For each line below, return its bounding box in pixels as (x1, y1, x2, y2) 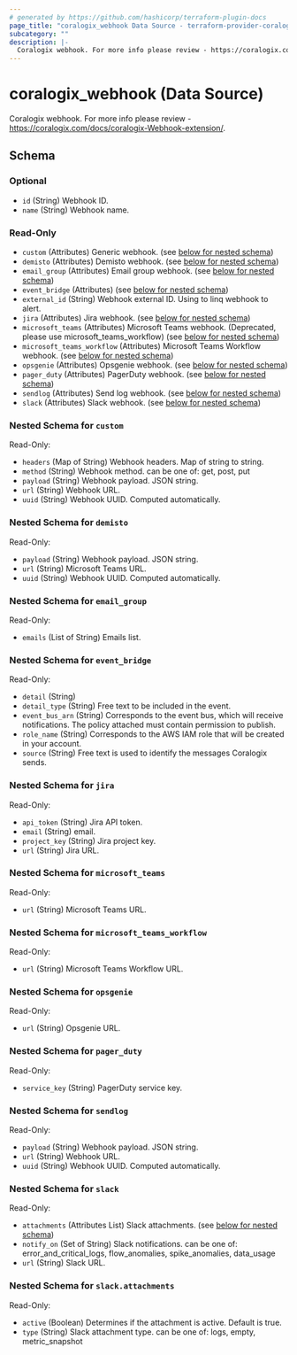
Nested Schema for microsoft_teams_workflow (9, 926, 208, 939)
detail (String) (21, 692, 77, 702)
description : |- (9, 37, 69, 47)
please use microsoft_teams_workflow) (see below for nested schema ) (21, 331, 280, 342)
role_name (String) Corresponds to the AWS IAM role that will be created (21, 729, 285, 739)
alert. (21, 303, 42, 314)
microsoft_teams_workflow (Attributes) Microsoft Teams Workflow (21, 341, 261, 352)
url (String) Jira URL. (21, 845, 100, 856)
